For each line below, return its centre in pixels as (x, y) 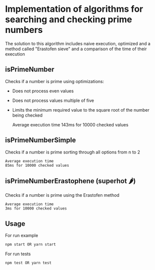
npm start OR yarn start (31, 244)
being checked (27, 115)
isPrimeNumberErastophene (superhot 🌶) (71, 181)
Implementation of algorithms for (74, 9)
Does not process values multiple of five (53, 100)
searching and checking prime (69, 19)
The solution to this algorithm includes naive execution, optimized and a (78, 43)
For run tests (18, 254)
